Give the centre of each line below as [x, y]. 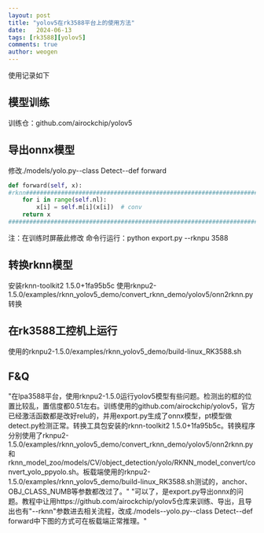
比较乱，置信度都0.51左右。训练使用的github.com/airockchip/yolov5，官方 [135, 406]
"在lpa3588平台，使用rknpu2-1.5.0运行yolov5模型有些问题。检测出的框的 [126, 396]
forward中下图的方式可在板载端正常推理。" [78, 521]
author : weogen [33, 52]
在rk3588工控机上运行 [63, 331]
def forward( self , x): [45, 186]
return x [37, 215]
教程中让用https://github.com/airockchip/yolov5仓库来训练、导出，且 [133, 502]
